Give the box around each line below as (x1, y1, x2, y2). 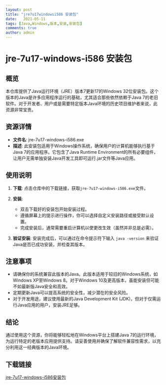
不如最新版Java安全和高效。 (12, 284, 70, 290)
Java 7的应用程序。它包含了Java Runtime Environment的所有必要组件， (12, 149, 158, 155)
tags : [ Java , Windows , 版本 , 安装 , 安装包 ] (5, 21, 83, 26)
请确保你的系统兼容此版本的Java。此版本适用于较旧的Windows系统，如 (12, 271, 158, 277)
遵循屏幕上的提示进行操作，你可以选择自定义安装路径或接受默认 (20, 212, 150, 218)
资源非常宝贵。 (5, 107, 36, 113)
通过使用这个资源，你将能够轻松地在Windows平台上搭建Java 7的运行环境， (5, 332, 159, 338)
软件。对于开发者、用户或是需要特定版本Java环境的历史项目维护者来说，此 (5, 101, 158, 106)
